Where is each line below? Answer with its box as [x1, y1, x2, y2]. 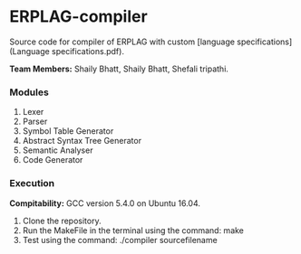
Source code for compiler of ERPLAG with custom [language [9, 36, 236, 47]
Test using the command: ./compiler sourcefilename [22, 234, 218, 245]
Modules [9, 86, 50, 99]
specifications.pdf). [51, 45, 125, 56]
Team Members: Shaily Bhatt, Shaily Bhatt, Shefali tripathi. [9, 63, 229, 74]
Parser [22, 116, 48, 127]
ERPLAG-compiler [9, 6, 148, 27]
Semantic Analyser [22, 145, 93, 155]
